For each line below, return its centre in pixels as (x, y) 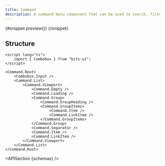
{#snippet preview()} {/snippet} (37, 28)
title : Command (21, 10)
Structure (20, 43)
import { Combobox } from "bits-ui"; (53, 59)
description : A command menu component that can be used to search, (77, 14)
